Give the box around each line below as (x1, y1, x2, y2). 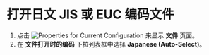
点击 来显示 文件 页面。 (16, 31, 199, 39)
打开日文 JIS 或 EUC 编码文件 (6, 6, 174, 23)
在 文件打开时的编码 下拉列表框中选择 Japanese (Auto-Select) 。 (16, 39, 206, 48)
